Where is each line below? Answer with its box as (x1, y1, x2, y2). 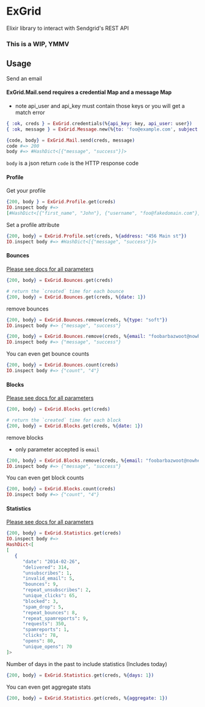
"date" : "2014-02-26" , (22, 558, 81, 565)
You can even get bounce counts (6, 350, 90, 357)
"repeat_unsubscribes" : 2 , (22, 587, 92, 593)
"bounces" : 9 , (22, 581, 59, 587)
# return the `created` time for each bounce (6, 288, 124, 294)
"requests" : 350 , (22, 621, 67, 627)
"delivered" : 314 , (22, 564, 70, 570)
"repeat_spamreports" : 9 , (22, 615, 88, 622)
